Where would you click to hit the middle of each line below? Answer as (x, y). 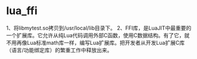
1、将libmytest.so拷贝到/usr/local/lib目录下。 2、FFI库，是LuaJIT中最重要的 (99, 28)
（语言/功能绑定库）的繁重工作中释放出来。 (60, 50)
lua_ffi (22, 11)
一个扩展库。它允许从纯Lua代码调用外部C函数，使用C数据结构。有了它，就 (98, 35)
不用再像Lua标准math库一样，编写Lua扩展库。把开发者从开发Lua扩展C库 (96, 42)
